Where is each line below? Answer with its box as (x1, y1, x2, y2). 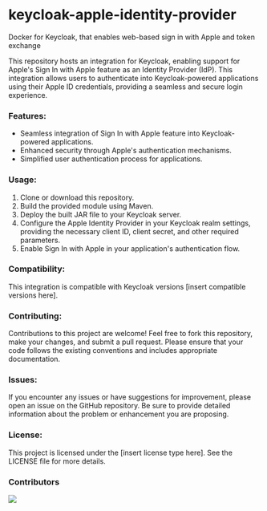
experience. (8, 90, 48, 99)
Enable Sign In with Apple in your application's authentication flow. (19, 243, 241, 253)
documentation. (8, 355, 61, 364)
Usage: (8, 174, 38, 185)
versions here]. (8, 290, 59, 300)
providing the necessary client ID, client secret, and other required (19, 226, 239, 236)
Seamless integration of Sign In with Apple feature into (19, 128, 200, 138)
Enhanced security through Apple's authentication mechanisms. (19, 146, 233, 156)
